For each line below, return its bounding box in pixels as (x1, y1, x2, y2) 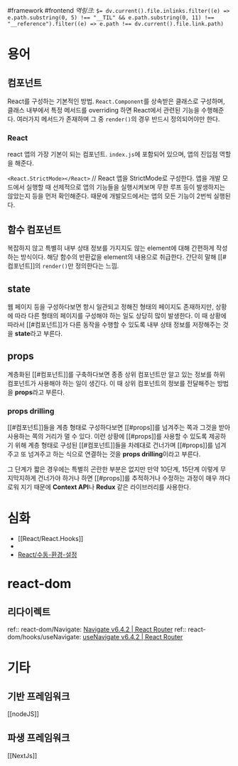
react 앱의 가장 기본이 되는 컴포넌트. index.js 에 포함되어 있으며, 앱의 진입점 (7, 150, 218, 159)
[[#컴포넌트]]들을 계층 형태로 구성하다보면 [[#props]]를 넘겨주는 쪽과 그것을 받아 (7, 423, 231, 432)
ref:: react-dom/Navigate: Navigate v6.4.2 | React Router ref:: (7, 625, 187, 634)
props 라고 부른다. (14, 387, 65, 397)
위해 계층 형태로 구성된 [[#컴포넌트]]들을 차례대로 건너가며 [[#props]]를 (14, 441, 213, 450)
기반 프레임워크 (7, 690, 70, 703)
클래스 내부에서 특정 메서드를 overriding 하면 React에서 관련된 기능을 (7, 106, 200, 114)
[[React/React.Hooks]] (17, 534, 84, 542)
